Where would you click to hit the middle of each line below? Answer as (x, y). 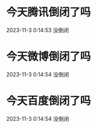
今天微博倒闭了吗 (49, 57)
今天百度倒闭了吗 (49, 101)
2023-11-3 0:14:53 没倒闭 (38, 30)
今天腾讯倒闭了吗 (49, 12)
